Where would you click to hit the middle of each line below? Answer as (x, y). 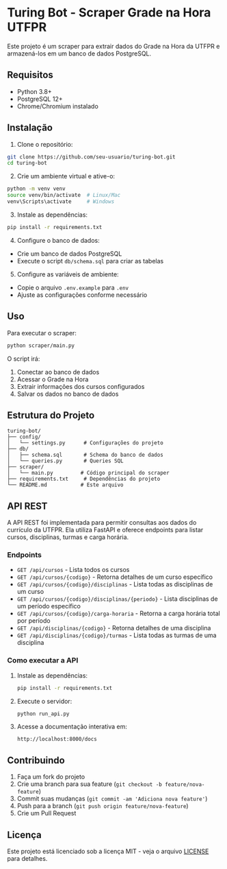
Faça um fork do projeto (51, 777)
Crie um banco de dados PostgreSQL (69, 253)
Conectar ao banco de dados (58, 372)
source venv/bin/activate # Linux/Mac (64, 195)
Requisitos (30, 75)
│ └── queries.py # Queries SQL (66, 461)
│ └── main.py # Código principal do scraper (88, 473)
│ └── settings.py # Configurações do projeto (85, 443)
